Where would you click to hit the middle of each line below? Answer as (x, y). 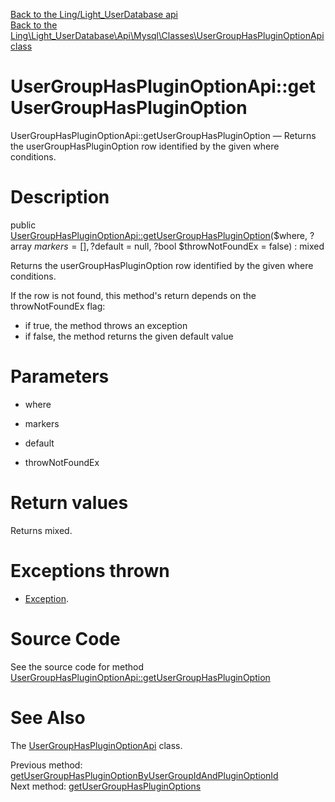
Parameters (60, 376)
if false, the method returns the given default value (129, 336)
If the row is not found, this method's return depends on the (133, 295)
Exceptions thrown (90, 570)
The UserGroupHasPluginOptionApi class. (96, 745)
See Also (48, 717)
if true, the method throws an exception (106, 325)
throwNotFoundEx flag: (58, 306)
